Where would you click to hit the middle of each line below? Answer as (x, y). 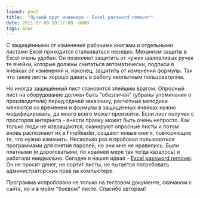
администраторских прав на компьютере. (60, 171)
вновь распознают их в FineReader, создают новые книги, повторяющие (99, 133)
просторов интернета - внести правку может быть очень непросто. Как (98, 120)
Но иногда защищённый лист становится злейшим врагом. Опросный (96, 89)
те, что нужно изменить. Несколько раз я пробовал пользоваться (90, 139)
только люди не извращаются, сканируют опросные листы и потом (93, 126)
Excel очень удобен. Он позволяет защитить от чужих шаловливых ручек (100, 58)
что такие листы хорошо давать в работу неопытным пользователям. (96, 77)
